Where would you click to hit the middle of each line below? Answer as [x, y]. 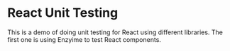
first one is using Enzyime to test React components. [84, 39]
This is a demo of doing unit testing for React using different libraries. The [115, 32]
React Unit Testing [63, 13]
